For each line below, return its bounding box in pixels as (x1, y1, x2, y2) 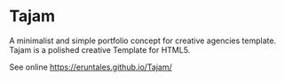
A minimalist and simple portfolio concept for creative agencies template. (9, 35, 277, 46)
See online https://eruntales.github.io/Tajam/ (9, 62, 173, 72)
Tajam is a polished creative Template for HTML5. (9, 44, 191, 55)
